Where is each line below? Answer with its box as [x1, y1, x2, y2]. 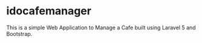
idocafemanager [6, 4, 92, 18]
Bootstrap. [6, 30, 33, 37]
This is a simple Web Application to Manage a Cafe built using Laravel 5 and [6, 24, 196, 31]
